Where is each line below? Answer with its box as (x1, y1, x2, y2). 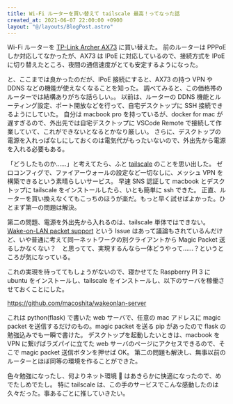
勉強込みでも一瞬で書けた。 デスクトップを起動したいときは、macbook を (7, 331, 220, 339)
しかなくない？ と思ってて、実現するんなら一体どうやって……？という (13, 244, 218, 253)
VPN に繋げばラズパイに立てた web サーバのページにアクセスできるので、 (7, 339, 219, 348)
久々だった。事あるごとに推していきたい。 (7, 389, 129, 398)
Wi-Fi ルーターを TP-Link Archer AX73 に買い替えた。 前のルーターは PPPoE (7, 43, 227, 52)
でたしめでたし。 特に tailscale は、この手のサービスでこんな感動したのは (7, 380, 219, 389)
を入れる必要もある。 (7, 145, 68, 153)
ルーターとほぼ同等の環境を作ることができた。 (7, 357, 141, 366)
